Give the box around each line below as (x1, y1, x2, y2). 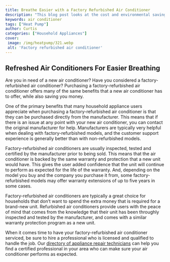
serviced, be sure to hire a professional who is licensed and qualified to (5, 235, 154, 241)
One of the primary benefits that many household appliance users (5, 103, 143, 109)
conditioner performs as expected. (5, 251, 77, 257)
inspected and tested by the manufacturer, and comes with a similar (5, 214, 147, 220)
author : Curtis (5, 26, 37, 31)
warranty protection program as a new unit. (5, 220, 96, 226)
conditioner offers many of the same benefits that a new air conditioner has (5, 88, 163, 94)
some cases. (5, 183, 32, 189)
